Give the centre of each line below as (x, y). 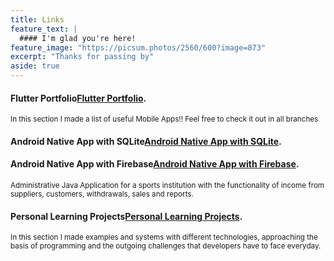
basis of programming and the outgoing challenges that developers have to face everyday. (166, 246)
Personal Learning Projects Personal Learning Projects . (126, 216)
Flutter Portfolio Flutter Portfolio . (78, 98)
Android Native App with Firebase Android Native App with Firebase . (155, 164)
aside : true (35, 66)
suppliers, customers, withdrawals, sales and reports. (102, 194)
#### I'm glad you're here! (78, 38)
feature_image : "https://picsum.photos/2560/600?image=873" (138, 47)
